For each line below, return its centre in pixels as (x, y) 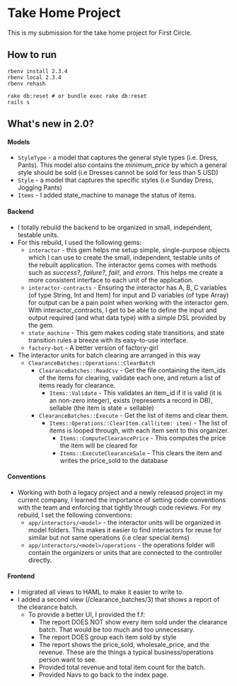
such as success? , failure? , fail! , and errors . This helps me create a (126, 272)
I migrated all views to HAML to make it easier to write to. (100, 592)
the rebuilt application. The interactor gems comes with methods (122, 265)
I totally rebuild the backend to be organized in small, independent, (115, 227)
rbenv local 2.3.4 (34, 77)
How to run (32, 55)
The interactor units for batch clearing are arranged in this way (109, 355)
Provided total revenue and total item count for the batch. (122, 667)
